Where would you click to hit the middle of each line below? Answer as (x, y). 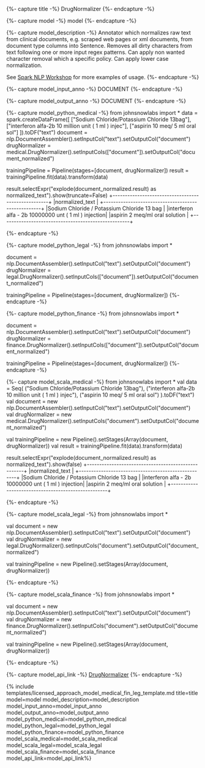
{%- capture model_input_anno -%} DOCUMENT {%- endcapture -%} (95, 89)
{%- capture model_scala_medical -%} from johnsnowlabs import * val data (102, 382)
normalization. (24, 65)
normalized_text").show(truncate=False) (57, 195)
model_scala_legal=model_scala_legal (54, 745)
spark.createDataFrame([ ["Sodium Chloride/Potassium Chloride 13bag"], (99, 119)
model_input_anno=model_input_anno (54, 706)
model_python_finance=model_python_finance (65, 732)
